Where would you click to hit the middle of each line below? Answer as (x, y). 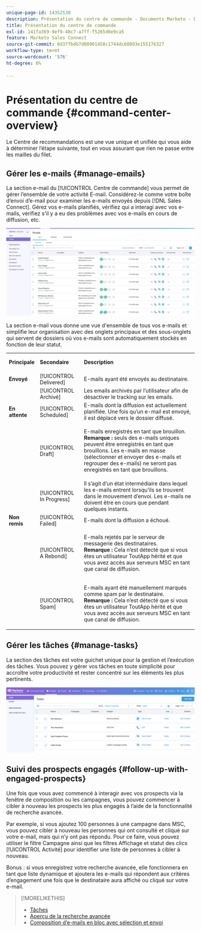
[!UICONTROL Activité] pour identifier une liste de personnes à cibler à (93, 849)
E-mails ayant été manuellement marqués (135, 588)
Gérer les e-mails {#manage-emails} (76, 174)
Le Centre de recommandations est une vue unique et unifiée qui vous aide (99, 142)
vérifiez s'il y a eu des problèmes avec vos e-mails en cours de (100, 213)
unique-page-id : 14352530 (38, 13)
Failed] (48, 523)
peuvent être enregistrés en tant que (128, 444)
